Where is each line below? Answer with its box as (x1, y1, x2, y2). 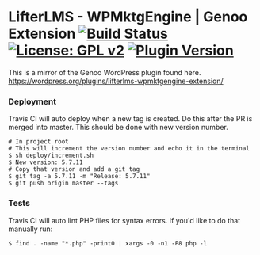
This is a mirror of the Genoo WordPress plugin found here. (8, 67, 201, 77)
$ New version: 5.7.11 (8, 158, 83, 166)
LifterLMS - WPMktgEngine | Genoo (8, 8, 248, 26)
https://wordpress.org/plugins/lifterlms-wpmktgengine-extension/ (8, 76, 224, 86)
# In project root (8, 138, 69, 146)
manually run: (8, 224, 53, 234)
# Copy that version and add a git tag (8, 166, 140, 173)
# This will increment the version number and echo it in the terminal (8, 145, 250, 153)
